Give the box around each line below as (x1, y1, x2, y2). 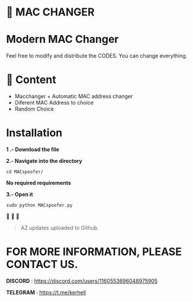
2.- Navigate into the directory (6, 158, 83, 164)
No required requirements (6, 180, 71, 186)
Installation (6, 126, 63, 140)
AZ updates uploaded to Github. (20, 224, 99, 231)
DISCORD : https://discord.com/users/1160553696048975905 (6, 277, 158, 284)
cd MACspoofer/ (6, 169, 44, 175)
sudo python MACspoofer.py (6, 202, 73, 208)
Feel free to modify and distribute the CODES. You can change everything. (6, 52, 188, 59)
